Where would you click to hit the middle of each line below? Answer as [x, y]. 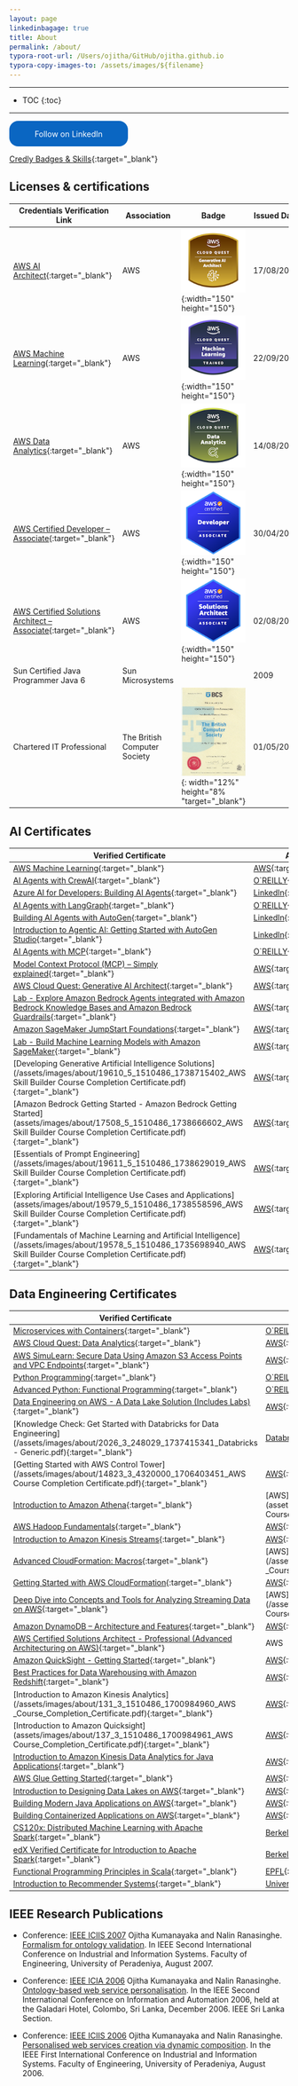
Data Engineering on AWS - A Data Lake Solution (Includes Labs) [132, 1402]
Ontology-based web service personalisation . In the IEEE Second [141, 1990]
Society [137, 756]
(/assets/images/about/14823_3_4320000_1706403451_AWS [129, 1474]
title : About [33, 37]
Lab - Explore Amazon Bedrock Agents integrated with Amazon [129, 998]
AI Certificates [50, 831]
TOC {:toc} [42, 100]
